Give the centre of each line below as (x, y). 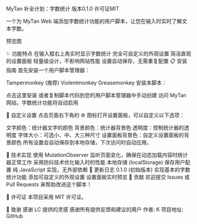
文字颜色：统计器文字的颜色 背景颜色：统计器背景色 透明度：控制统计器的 (95, 128)
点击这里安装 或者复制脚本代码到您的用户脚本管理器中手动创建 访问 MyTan (96, 95)
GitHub (15, 216)
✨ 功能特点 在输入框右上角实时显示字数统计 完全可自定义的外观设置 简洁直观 (99, 54)
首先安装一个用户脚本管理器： (54, 70)
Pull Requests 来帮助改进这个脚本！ (49, 184)
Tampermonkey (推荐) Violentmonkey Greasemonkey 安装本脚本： (87, 83)
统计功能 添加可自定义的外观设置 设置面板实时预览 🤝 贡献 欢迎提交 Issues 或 (98, 177)
